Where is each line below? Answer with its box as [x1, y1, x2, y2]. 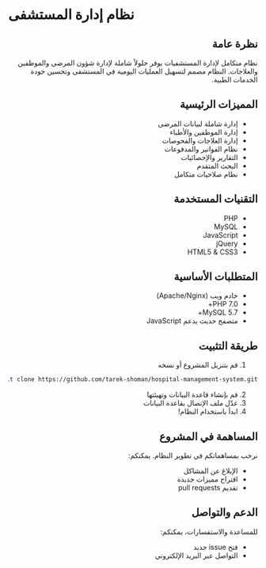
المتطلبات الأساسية [173, 270, 258, 284]
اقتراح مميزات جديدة [177, 474, 238, 484]
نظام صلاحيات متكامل [173, 169, 238, 179]
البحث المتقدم [196, 161, 238, 170]
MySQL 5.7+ [197, 307, 238, 318]
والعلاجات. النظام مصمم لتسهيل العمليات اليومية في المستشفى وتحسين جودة [30, 67, 258, 76]
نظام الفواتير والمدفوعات [164, 144, 238, 154]
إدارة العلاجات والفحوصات [161, 135, 238, 145]
